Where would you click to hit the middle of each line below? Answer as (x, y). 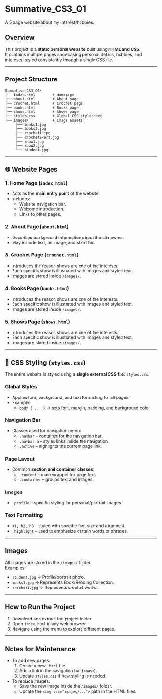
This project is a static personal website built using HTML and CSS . (73, 49)
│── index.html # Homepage (40, 95)
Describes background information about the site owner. (68, 237)
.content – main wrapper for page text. (58, 475)
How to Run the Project (40, 607)
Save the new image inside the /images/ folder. (66, 686)
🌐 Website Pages (31, 169)
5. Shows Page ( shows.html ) (38, 322)
